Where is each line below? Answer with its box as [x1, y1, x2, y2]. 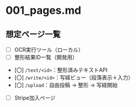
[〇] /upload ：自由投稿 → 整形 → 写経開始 [14, 82, 118, 89]
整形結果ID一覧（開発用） [14, 53, 78, 61]
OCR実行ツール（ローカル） [14, 46, 84, 53]
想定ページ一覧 [5, 29, 61, 39]
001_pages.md [5, 4, 81, 17]
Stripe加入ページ [14, 94, 56, 102]
